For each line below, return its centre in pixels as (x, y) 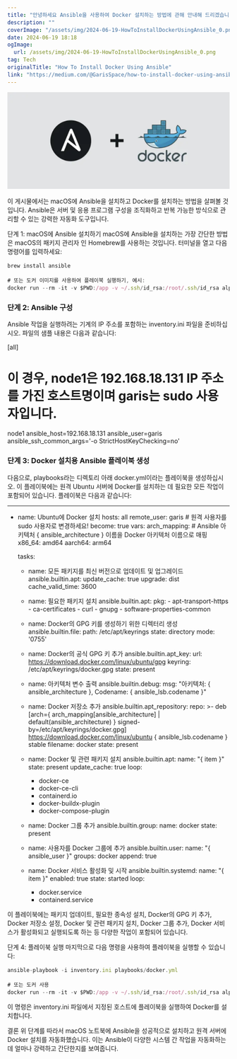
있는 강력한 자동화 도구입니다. (68, 219)
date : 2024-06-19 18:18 (42, 38)
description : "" (31, 22)
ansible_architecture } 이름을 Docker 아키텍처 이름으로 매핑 (124, 534)
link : (15, 74)
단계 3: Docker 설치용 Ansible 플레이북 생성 (79, 461)
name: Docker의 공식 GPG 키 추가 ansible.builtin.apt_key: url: (115, 653)
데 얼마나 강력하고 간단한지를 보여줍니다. (63, 1048)
